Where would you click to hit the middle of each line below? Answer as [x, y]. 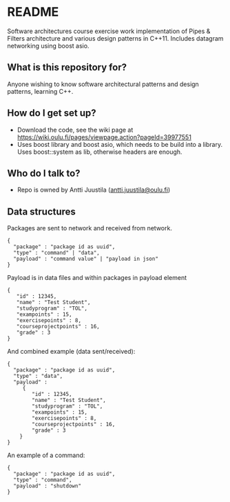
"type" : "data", [38, 376]
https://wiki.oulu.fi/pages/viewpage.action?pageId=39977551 [104, 137]
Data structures [41, 211]
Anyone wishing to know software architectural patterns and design [103, 84]
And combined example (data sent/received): [71, 352]
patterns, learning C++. [40, 91]
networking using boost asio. [48, 46]
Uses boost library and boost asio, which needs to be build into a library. [119, 144]
